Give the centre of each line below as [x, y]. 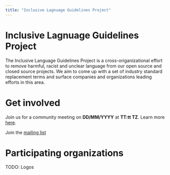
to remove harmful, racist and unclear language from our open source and [84, 66]
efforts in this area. [25, 82]
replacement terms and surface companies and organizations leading [79, 77]
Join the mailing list [26, 132]
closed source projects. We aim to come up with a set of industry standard [84, 71]
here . [11, 122]
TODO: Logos [20, 167]
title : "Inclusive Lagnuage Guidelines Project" [58, 10]
